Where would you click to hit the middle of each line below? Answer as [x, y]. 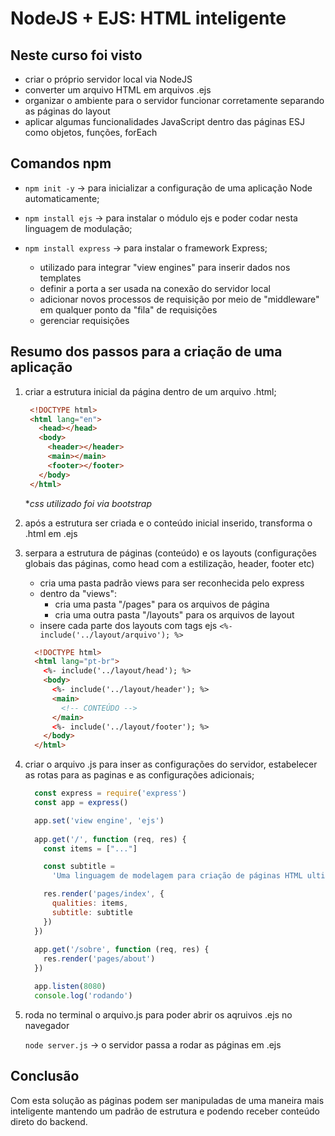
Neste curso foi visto [76, 55]
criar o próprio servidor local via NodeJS [108, 79]
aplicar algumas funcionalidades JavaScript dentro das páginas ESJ [164, 121]
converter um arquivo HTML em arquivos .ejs [118, 90]
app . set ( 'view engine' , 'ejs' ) [99, 820]
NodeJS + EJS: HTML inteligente [148, 18]
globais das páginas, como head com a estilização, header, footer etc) [169, 563]
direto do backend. [49, 1121]
